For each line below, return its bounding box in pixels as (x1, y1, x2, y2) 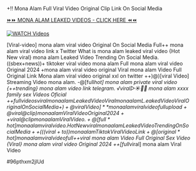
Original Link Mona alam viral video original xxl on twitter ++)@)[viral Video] (6, 72, 190, 79)
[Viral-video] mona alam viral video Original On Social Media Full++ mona (6, 41, 184, 48)
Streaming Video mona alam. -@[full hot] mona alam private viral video (6, 79, 177, 85)
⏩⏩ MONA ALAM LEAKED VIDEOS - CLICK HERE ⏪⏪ (6, 17, 137, 23)
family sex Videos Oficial (6, 91, 67, 98)
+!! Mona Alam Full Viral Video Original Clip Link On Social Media (6, 5, 163, 12)
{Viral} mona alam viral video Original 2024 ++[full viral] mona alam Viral (6, 141, 182, 148)
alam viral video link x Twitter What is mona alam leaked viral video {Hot (6, 48, 180, 54)
